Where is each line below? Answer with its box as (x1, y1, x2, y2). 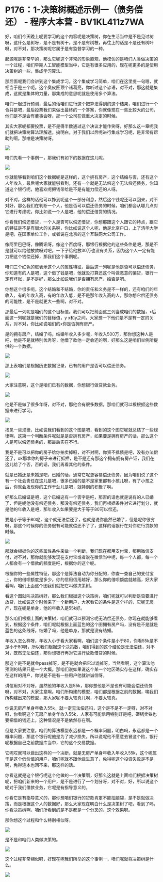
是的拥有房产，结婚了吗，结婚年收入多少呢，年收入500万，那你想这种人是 (5, 331, 153, 337)
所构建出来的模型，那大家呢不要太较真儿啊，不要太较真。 (5, 694, 120, 701)
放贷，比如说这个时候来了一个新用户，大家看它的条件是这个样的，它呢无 (5, 599, 149, 605)
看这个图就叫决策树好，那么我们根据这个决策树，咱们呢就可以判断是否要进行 (5, 593, 158, 599)
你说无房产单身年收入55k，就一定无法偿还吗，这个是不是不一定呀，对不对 (5, 705, 153, 711)
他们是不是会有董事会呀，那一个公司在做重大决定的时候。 (5, 112, 120, 119)
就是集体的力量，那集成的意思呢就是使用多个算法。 (17, 90, 120, 96)
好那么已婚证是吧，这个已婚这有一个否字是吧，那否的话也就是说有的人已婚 (5, 494, 154, 500)
